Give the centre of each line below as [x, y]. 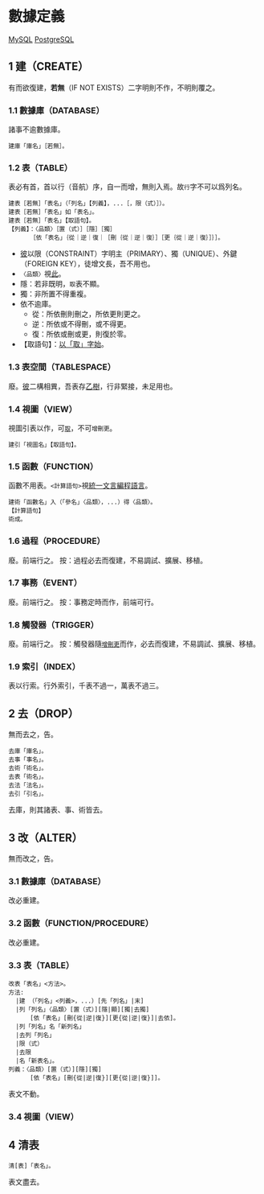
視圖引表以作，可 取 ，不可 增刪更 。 [63, 428]
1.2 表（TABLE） [41, 167]
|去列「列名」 [35, 1035]
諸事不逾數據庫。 [37, 130]
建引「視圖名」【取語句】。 [44, 445]
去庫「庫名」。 [28, 751]
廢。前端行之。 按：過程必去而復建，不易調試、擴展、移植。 [108, 560]
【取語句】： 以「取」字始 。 [64, 344]
